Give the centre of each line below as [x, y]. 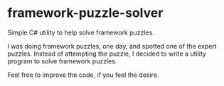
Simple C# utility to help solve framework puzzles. [81, 32]
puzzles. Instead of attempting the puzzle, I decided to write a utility [107, 54]
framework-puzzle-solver [85, 13]
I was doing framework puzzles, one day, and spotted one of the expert [112, 46]
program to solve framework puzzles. [62, 61]
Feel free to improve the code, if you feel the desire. [83, 75]
